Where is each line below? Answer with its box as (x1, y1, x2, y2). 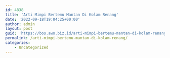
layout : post (5, 26, 33, 31)
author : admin (5, 21, 35, 27)
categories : (5, 40, 30, 45)
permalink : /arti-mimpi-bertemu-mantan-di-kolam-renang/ (5, 36, 128, 41)
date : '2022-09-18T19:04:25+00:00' (5, 17, 80, 22)
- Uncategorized (14, 45, 49, 50)
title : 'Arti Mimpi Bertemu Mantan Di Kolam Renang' (5, 12, 119, 17)
